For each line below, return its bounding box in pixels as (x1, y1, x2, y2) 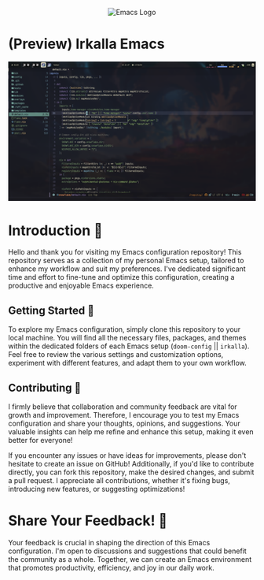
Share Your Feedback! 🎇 (8, 512, 168, 530)
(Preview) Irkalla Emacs (8, 35, 165, 53)
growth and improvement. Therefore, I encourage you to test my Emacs (8, 411, 240, 419)
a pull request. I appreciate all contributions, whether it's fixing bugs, (8, 476, 230, 485)
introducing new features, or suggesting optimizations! (8, 485, 185, 493)
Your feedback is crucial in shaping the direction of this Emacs (8, 537, 211, 547)
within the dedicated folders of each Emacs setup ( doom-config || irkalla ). (8, 341, 250, 351)
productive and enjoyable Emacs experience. (8, 281, 155, 291)
